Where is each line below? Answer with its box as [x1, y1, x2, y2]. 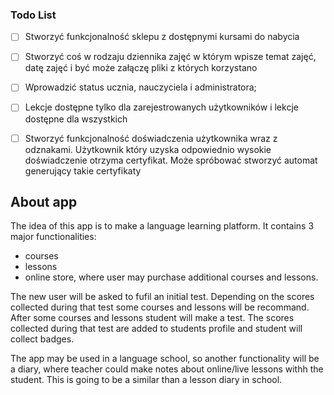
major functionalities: [10, 231, 97, 243]
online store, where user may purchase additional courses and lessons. [24, 271, 319, 283]
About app [10, 194, 78, 210]
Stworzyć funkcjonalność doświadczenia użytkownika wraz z [24, 132, 278, 144]
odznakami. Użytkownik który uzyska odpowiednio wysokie [24, 143, 272, 155]
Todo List [10, 8, 57, 22]
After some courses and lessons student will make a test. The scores [10, 312, 295, 324]
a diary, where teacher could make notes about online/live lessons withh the [10, 363, 324, 375]
